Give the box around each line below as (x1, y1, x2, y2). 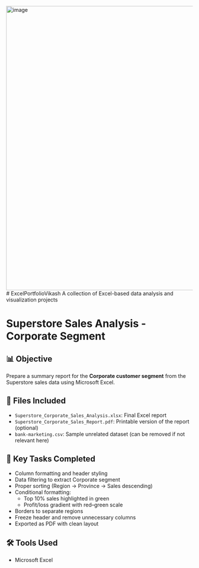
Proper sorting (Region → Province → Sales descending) (14, 482, 153, 489)
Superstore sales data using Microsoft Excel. (6, 379, 115, 386)
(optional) (14, 424, 38, 431)
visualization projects (6, 296, 58, 303)
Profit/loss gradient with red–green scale (23, 501, 123, 508)
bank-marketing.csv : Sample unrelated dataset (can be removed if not (14, 430, 185, 438)
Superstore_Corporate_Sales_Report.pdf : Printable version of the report (14, 418, 190, 425)
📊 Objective (6, 354, 53, 364)
